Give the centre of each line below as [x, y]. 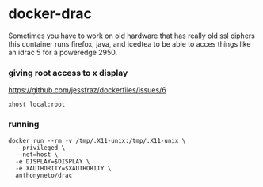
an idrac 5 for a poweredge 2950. [63, 52]
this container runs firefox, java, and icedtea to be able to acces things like [130, 43]
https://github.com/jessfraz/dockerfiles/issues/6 [87, 90]
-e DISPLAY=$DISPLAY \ [53, 161]
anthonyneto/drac [44, 175]
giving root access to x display [68, 73]
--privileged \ [40, 148]
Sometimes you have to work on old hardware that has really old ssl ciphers [131, 36]
